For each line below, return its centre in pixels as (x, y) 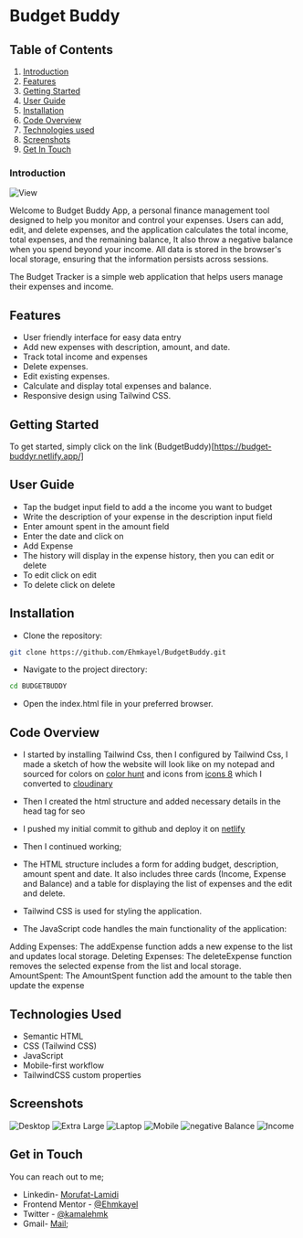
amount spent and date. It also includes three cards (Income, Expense (154, 874)
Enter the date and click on (73, 536)
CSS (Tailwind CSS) (60, 1046)
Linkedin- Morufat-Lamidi (71, 1194)
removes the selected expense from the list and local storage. (125, 966)
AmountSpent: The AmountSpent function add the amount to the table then (151, 976)
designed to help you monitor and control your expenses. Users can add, (147, 220)
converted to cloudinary (68, 784)
